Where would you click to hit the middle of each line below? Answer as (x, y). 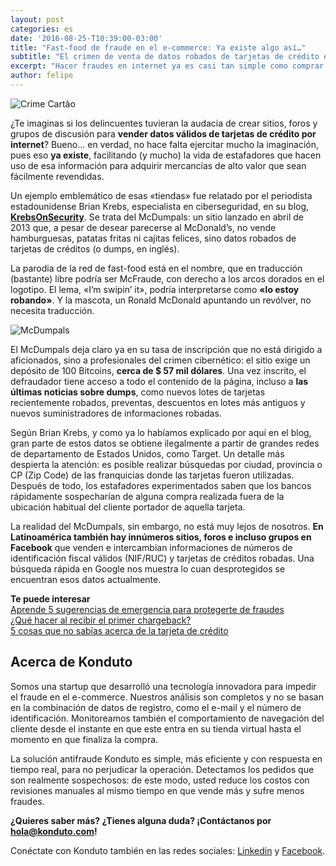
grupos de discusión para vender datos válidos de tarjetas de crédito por (163, 133)
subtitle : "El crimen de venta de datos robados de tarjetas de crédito (165, 57)
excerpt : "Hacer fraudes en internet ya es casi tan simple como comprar (167, 66)
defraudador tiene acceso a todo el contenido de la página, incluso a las (159, 381)
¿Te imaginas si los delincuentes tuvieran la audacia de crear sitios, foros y (164, 123)
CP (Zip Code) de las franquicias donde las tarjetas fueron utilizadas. (152, 475)
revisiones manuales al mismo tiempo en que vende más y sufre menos (157, 790)
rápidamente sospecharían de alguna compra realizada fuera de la (147, 496)
